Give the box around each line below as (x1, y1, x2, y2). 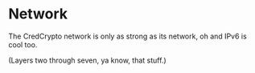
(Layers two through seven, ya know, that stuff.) (8, 55, 167, 65)
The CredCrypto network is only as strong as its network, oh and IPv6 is (8, 31, 247, 41)
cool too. (8, 39, 38, 49)
